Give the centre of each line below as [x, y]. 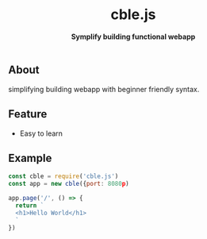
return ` [30, 206]
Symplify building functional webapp [133, 37]
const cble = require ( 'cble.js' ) [63, 176]
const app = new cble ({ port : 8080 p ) [69, 184]
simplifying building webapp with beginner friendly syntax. [104, 89]
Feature [28, 114]
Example [30, 158]
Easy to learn [41, 133]
